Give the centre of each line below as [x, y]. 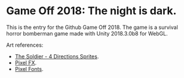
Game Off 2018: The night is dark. [91, 11]
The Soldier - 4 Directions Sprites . [57, 56]
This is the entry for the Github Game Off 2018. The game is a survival [92, 27]
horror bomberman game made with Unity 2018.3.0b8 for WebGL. [87, 33]
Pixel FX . [26, 63]
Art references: [25, 45]
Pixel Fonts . [29, 69]
